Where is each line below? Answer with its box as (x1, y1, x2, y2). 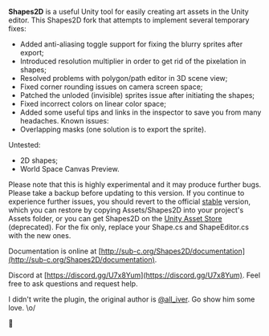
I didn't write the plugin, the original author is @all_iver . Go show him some (8, 294, 255, 304)
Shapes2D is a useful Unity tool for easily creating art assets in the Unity (8, 7, 249, 16)
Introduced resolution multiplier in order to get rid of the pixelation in (19, 56, 247, 66)
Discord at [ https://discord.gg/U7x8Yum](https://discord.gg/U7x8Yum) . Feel (8, 270, 261, 280)
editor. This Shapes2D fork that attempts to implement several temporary (8, 15, 250, 25)
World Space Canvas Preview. (19, 164, 120, 173)
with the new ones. (8, 231, 71, 240)
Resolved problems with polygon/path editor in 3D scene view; (19, 74, 228, 83)
